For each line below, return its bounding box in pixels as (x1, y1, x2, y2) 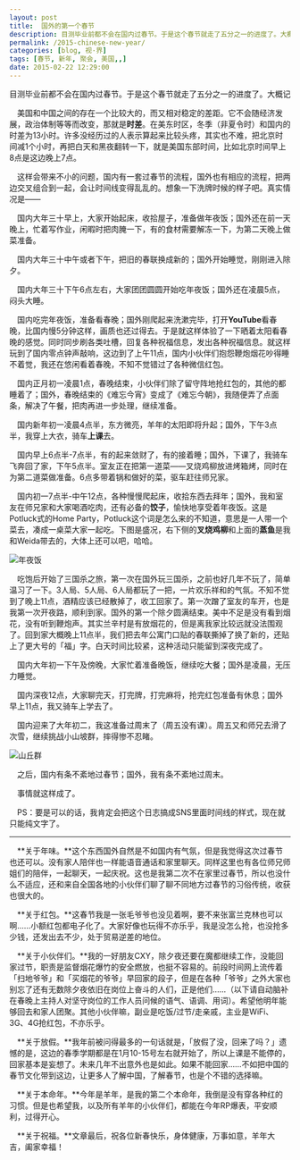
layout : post (9, 13, 58, 22)
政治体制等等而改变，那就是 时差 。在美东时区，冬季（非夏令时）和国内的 (24, 118, 291, 130)
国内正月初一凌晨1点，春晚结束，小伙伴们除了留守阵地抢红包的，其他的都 (16, 377, 287, 389)
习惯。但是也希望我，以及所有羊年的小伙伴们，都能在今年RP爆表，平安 (9, 1100, 270, 1111)
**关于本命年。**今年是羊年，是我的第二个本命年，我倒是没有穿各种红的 (16, 1089, 284, 1099)
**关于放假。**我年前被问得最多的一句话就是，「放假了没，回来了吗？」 (16, 1036, 279, 1047)
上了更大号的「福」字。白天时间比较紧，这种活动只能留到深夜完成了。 (9, 640, 268, 651)
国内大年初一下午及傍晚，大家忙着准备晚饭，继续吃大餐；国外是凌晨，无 (16, 659, 283, 670)
